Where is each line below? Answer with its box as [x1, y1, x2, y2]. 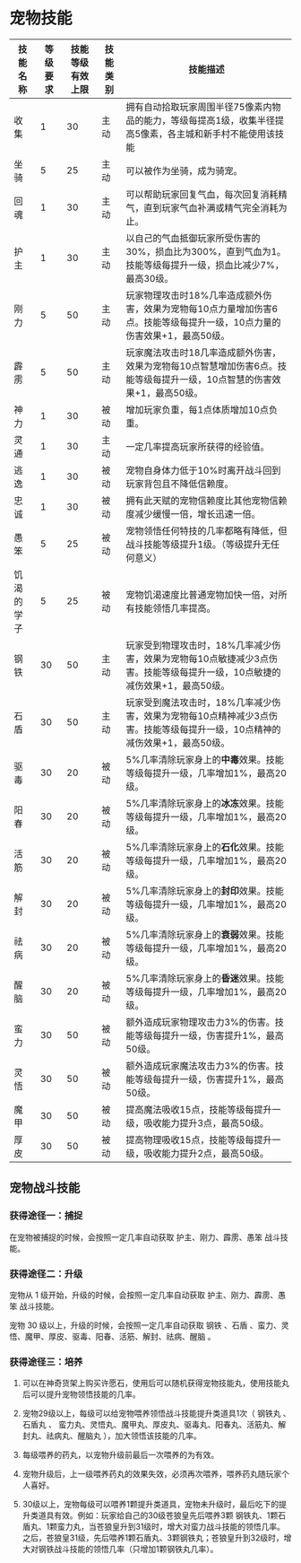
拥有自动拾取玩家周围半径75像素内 [125, 100, 272, 113]
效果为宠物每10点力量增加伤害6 [142, 302, 279, 315]
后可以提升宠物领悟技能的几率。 [21, 1389, 141, 1400]
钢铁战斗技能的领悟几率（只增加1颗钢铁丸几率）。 [38, 1544, 219, 1555]
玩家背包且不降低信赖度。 [125, 477, 234, 490]
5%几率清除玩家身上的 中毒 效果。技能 [125, 753, 285, 765]
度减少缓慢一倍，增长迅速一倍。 [125, 508, 261, 520]
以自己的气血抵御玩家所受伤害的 [125, 231, 261, 244]
